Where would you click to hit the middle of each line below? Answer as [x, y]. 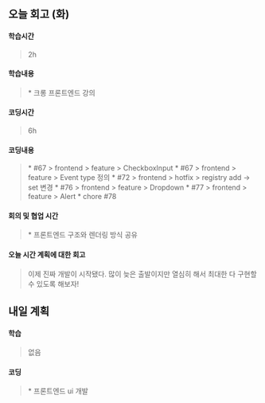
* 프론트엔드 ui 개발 [58, 391]
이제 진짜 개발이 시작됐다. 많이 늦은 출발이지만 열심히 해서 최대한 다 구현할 [142, 274]
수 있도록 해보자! [53, 284]
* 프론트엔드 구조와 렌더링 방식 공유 [82, 235]
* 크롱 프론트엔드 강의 [61, 92]
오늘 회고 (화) [39, 14]
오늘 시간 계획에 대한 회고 [47, 254]
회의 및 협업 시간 [33, 215]
